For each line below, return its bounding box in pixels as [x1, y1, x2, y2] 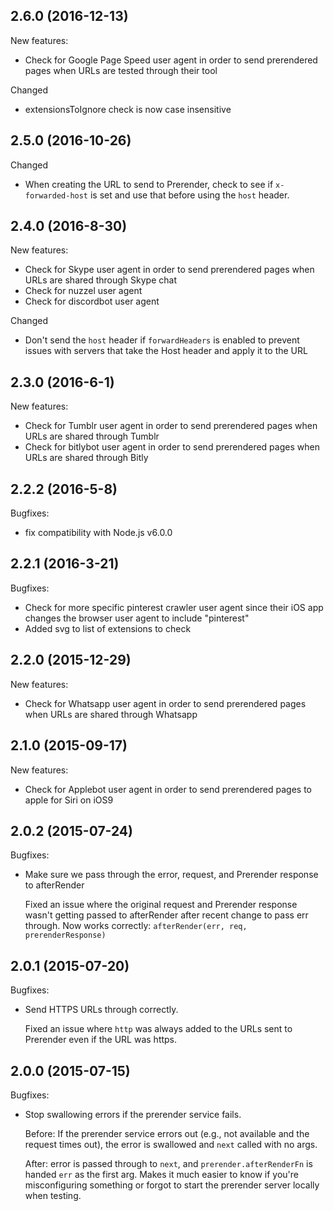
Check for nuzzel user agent [24, 285, 143, 297]
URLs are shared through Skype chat [24, 274, 178, 286]
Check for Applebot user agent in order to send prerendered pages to [24, 783, 312, 795]
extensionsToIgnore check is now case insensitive [24, 103, 232, 115]
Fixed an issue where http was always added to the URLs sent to [24, 1023, 293, 1035]
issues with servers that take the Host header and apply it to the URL [24, 345, 308, 357]
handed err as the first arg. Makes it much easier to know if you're [24, 1168, 300, 1180]
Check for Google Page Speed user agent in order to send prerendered [24, 54, 318, 66]
